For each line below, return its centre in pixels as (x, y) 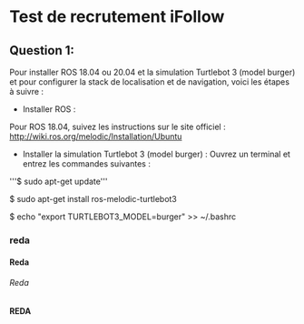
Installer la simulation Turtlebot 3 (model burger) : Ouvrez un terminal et (156, 154)
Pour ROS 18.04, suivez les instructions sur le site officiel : (118, 127)
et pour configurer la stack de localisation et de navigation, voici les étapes (150, 82)
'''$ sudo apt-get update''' (59, 181)
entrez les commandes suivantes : (87, 164)
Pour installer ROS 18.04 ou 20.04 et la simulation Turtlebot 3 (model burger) (152, 72)
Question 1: (42, 51)
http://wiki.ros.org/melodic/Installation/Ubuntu (96, 137)
